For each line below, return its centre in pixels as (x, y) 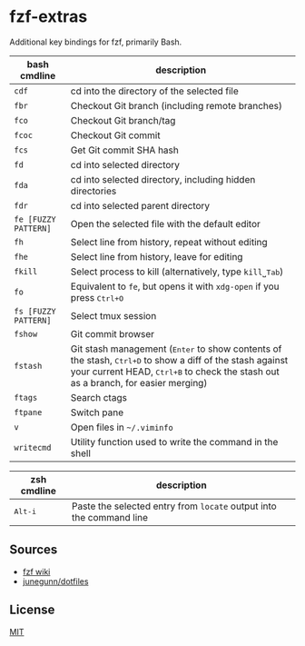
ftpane (28, 412)
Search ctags (98, 397)
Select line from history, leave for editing (157, 256)
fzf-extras (49, 17)
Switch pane (97, 412)
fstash (28, 366)
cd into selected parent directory (140, 205)
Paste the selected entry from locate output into (174, 506)
